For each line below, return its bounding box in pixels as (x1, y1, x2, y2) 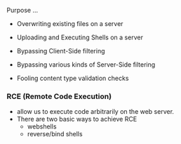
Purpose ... (6, 6, 39, 14)
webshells (27, 122, 57, 131)
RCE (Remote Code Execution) (6, 91, 112, 101)
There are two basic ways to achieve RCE (16, 115, 138, 124)
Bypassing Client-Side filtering (16, 47, 106, 55)
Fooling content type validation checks (16, 74, 129, 82)
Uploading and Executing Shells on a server (16, 33, 143, 41)
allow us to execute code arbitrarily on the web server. (16, 107, 175, 116)
